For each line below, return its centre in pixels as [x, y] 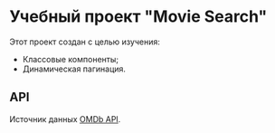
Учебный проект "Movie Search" [138, 17]
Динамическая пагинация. [74, 69]
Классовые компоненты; [71, 59]
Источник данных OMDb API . [65, 119]
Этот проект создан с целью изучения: [85, 42]
